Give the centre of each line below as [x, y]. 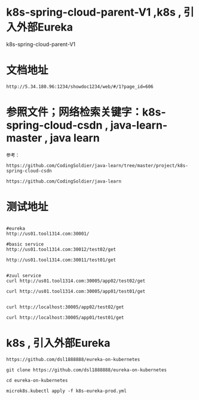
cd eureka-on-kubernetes [37, 380]
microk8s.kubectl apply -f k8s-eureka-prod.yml [67, 391]
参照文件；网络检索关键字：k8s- [86, 112]
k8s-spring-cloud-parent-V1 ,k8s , [94, 12]
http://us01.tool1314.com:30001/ [48, 234]
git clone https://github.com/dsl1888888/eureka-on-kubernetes [87, 370]
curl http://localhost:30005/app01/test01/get [65, 317]
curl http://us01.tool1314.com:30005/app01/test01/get [76, 291]
